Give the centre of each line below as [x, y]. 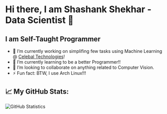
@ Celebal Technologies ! [39, 56]
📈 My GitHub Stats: [37, 92]
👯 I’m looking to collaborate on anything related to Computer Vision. [83, 67]
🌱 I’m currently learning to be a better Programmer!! [66, 62]
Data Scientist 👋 [40, 20]
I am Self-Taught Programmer [53, 39]
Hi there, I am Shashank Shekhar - [78, 9]
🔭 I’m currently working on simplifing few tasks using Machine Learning [87, 51]
